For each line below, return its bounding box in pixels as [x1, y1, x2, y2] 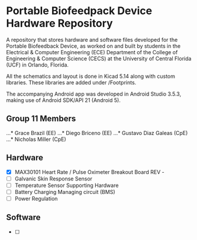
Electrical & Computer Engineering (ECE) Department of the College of [6, 48, 178, 55]
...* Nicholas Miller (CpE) [6, 136, 66, 143]
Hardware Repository [6, 17, 114, 30]
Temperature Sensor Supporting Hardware [14, 182, 119, 189]
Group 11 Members [6, 114, 76, 124]
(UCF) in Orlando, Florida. [6, 61, 69, 68]
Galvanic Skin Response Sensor [14, 175, 93, 182]
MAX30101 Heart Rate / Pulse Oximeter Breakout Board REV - [14, 168, 164, 175]
